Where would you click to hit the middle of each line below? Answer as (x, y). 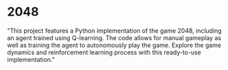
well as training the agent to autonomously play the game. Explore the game (114, 45)
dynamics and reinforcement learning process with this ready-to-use (104, 52)
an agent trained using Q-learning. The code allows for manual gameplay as (114, 37)
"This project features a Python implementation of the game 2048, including (114, 31)
